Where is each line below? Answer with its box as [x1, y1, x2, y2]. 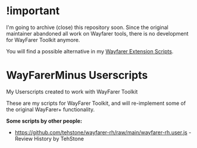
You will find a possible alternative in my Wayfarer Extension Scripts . [6, 47, 174, 54]
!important [6, 4, 60, 18]
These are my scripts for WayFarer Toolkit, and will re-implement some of [6, 99, 186, 107]
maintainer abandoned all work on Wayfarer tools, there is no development [6, 30, 189, 37]
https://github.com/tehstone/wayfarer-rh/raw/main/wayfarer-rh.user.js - [14, 128, 192, 136]
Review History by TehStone [14, 135, 84, 142]
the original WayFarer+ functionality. [6, 105, 95, 113]
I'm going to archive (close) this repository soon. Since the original [6, 24, 169, 31]
